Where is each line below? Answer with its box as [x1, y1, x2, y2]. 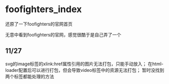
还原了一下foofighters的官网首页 [5, 21, 73, 27]
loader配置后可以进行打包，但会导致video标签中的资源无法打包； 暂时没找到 [5, 67, 164, 73]
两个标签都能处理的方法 [5, 73, 54, 79]
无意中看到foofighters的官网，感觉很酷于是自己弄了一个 [5, 31, 121, 37]
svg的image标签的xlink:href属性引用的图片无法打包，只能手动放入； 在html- [5, 61, 163, 67]
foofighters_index [5, 4, 82, 15]
